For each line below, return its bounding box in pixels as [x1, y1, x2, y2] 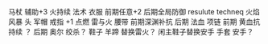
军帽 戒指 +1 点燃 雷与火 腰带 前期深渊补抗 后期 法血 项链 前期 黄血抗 [33, 17, 261, 26]
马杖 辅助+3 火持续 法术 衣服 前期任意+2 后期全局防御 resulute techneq [8, 7, 244, 16]
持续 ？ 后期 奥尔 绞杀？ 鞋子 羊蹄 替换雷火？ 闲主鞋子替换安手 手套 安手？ [8, 27, 254, 36]
